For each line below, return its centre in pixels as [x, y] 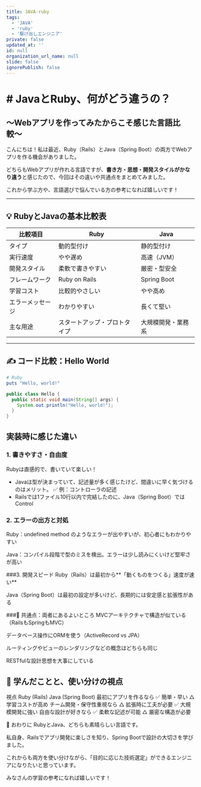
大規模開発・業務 [165, 323]
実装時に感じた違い [42, 437]
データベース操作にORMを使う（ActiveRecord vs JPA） [74, 636]
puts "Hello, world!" [33, 383]
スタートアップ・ [82, 323]
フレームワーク [30, 280]
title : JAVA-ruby [28, 12]
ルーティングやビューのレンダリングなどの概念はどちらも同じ [82, 648]
